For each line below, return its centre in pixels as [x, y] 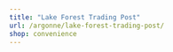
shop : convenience [43, 33]
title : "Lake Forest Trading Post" [75, 17]
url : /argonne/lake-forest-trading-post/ [87, 26]
